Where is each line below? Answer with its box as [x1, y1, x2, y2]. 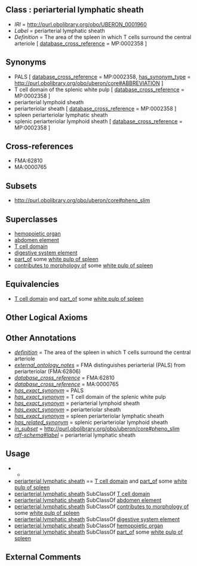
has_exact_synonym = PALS [14, 387, 84, 394]
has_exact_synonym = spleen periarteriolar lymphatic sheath [14, 413, 165, 420]
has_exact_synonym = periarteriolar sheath [14, 406, 121, 413]
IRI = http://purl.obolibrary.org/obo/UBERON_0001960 [14, 20, 147, 28]
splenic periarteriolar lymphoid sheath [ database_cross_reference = [14, 117, 183, 125]
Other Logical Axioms [5, 313, 88, 323]
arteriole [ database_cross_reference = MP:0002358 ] [14, 40, 147, 47]
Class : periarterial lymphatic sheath [5, 5, 144, 15]
